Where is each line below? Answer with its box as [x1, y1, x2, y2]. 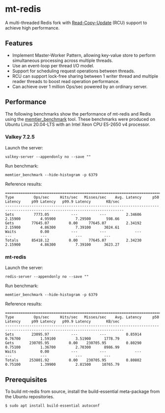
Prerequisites [5, 375, 47, 384]
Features [5, 39, 33, 48]
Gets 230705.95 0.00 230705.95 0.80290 [5, 341, 141, 346]
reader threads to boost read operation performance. [12, 78, 120, 84]
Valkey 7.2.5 [5, 134, 35, 141]
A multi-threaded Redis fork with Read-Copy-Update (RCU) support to [5, 20, 147, 26]
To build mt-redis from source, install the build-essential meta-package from [5, 388, 160, 394]
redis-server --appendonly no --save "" [5, 274, 89, 279]
